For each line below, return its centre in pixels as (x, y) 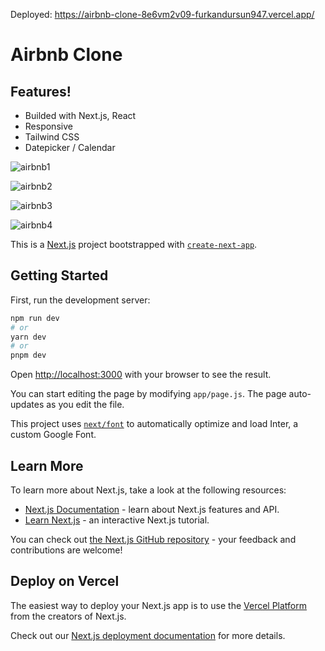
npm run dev (35, 318)
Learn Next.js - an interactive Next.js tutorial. (117, 520)
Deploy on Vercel (65, 581)
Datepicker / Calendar (70, 147)
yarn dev (28, 337)
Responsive (48, 126)
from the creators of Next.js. (68, 616)
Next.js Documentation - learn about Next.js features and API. (152, 509)
